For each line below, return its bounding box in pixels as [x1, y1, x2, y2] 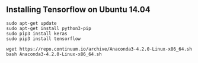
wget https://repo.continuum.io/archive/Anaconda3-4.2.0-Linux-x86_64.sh [6, 46, 193, 52]
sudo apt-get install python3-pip [6, 25, 92, 31]
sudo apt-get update [6, 20, 58, 26]
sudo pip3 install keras [6, 31, 68, 37]
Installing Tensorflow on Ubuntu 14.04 [6, 5, 151, 15]
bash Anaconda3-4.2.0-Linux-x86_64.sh [6, 51, 102, 57]
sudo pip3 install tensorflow [6, 35, 81, 42]
